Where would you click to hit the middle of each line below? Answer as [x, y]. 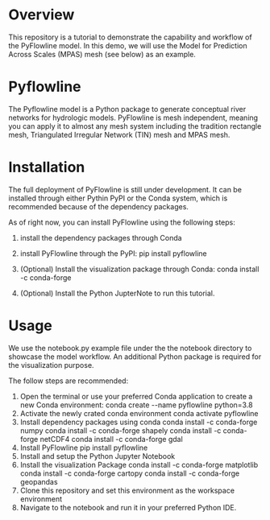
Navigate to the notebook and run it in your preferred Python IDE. [128, 507]
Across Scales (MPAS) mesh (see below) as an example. [102, 54]
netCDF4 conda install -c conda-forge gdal [111, 439]
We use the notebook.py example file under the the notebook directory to [130, 348]
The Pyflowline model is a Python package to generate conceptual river [127, 109]
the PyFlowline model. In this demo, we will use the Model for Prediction [128, 45]
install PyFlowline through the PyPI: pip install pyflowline [113, 253]
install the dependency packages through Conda [101, 237]
